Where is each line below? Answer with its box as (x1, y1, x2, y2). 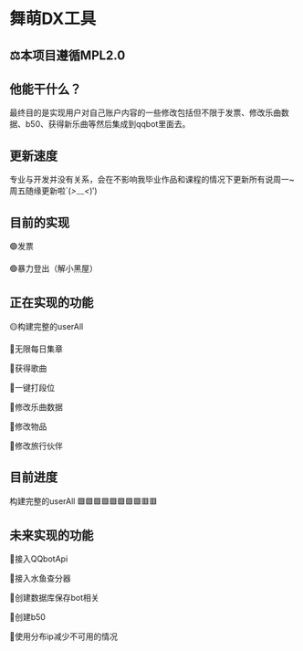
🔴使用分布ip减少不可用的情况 (9, 631, 119, 642)
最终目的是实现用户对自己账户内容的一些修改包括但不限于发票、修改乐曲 (9, 107, 281, 119)
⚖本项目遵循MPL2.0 (9, 47, 126, 63)
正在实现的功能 (9, 295, 94, 310)
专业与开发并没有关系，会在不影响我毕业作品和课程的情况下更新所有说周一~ (9, 174, 295, 185)
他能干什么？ (9, 81, 82, 97)
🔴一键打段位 (9, 382, 56, 393)
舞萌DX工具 (9, 8, 97, 29)
